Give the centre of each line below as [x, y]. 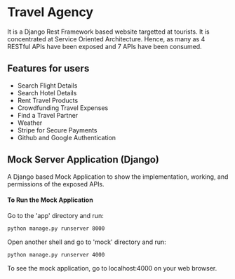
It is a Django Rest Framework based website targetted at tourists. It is [108, 32]
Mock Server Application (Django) [83, 159]
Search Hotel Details [47, 93]
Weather [30, 123]
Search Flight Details [47, 86]
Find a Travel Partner [48, 115]
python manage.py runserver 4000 [56, 254]
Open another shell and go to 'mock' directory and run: [87, 242]
